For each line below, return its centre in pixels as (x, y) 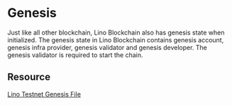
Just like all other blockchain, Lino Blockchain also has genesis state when (116, 32)
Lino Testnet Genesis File (44, 94)
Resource (29, 77)
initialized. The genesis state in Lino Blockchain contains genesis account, (116, 39)
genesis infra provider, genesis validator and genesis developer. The (107, 47)
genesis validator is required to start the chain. (75, 55)
